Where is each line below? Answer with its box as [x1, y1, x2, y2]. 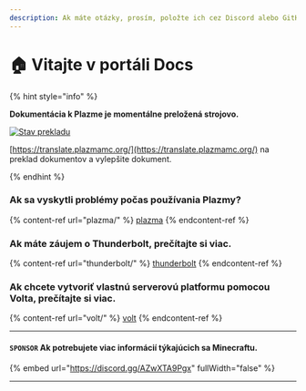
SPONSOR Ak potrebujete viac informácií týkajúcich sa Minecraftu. [9, 343, 258, 354]
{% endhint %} [9, 170, 66, 182]
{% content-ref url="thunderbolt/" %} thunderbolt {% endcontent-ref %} [9, 258, 282, 269]
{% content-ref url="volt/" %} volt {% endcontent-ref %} [9, 313, 223, 324]
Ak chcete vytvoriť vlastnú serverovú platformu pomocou [9, 281, 270, 293]
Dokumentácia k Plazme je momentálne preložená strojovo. [9, 108, 240, 119]
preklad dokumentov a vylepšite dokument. [9, 153, 172, 164]
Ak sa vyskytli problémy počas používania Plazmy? [9, 193, 241, 206]
